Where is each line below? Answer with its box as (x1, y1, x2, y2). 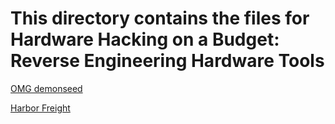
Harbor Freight (10, 102, 71, 114)
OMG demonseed (10, 82, 83, 94)
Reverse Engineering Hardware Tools (10, 50, 325, 72)
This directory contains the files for (10, 7, 310, 30)
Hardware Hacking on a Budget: (10, 28, 280, 51)
